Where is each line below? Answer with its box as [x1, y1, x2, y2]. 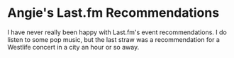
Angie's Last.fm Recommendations [7, 5, 220, 21]
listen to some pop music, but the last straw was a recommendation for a [7, 35, 220, 43]
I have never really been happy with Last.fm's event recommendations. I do [7, 28, 227, 36]
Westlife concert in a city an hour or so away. [7, 43, 140, 51]
